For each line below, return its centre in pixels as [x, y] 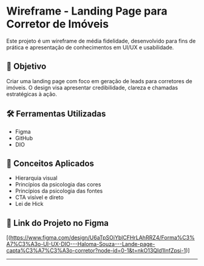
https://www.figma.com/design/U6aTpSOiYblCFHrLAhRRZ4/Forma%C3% [103, 237]
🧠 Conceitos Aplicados [50, 163]
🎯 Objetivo [26, 66]
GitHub [24, 138]
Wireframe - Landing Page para [87, 11]
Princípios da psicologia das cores [58, 185]
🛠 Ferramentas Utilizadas [56, 114]
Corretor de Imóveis [58, 24]
